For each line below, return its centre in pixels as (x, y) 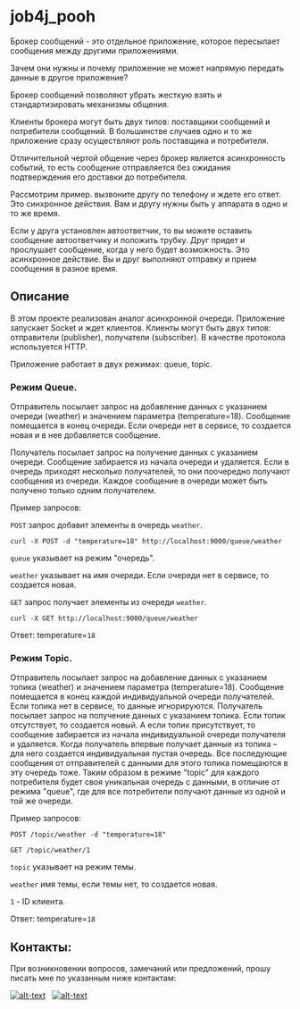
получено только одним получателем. (83, 491)
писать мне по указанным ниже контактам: (93, 978)
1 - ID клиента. (38, 902)
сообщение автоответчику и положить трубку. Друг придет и (128, 240)
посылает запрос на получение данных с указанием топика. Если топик (148, 716)
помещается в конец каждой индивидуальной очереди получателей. (142, 697)
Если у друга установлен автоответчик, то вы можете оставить (131, 231)
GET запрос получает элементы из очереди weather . (108, 602)
